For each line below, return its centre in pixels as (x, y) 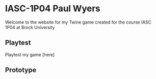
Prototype (21, 70)
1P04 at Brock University (30, 27)
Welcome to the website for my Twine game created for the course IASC (78, 22)
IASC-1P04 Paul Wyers (53, 9)
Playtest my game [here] (30, 54)
